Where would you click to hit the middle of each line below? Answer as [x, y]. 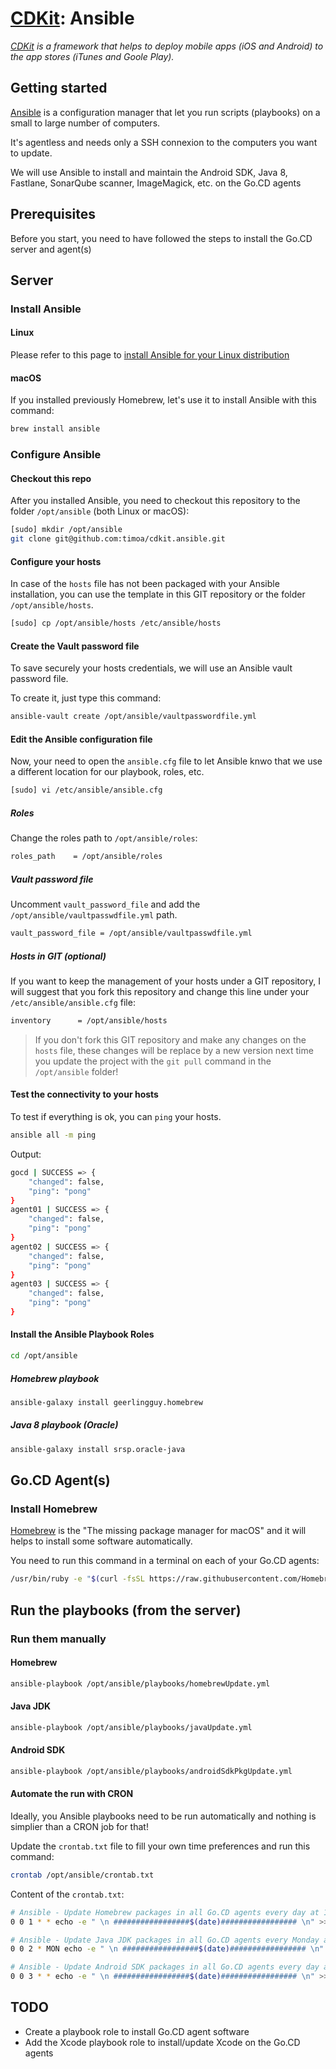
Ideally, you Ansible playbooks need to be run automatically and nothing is [163, 1816]
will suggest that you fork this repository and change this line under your [160, 991]
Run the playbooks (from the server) [126, 1610]
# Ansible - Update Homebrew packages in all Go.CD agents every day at [165, 1912]
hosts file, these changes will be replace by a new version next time [174, 1050]
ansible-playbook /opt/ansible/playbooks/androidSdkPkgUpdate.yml [151, 1771]
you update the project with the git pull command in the [153, 1061]
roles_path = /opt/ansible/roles [86, 857]
